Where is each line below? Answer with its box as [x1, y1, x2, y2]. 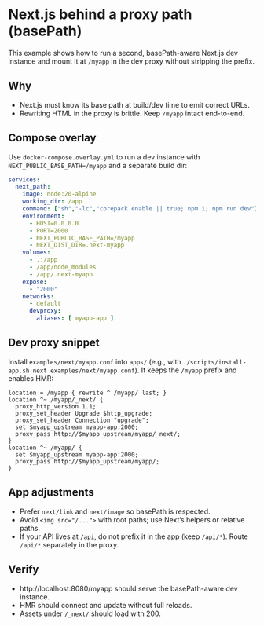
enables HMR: [8, 373, 53, 383]
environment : [22, 212, 65, 220]
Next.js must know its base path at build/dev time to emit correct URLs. [19, 100, 250, 109]
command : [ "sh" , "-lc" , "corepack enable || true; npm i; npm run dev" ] [22, 205, 258, 213]
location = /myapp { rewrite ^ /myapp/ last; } [8, 389, 167, 397]
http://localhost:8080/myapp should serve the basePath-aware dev [19, 584, 238, 593]
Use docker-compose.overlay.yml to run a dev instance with [8, 152, 200, 162]
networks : [22, 292, 55, 300]
